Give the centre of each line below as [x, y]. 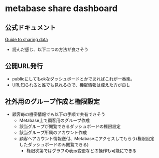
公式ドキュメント [30, 27]
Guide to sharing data [27, 39]
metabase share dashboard [61, 8]
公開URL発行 [24, 66]
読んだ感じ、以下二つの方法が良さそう [50, 49]
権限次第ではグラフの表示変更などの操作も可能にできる [81, 150]
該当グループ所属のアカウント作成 [53, 132]
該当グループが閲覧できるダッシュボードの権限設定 [70, 126]
